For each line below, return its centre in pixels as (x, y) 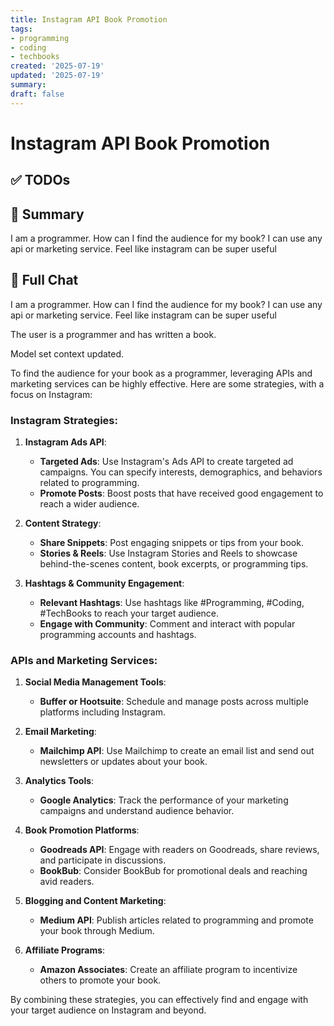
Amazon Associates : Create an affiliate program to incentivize (168, 970)
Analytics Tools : (59, 781)
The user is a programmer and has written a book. (113, 334)
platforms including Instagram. (102, 712)
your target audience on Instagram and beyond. (108, 1010)
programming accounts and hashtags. (118, 635)
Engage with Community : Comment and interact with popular (167, 624)
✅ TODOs (40, 180)
